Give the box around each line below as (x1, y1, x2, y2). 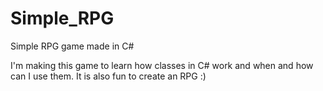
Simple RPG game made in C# (10, 40, 135, 52)
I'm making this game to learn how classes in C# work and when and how (10, 59, 314, 71)
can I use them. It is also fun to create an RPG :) (10, 70, 207, 82)
